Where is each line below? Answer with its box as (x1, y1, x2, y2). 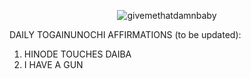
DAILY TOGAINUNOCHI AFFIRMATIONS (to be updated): (9, 29, 242, 40)
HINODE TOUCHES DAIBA (23, 48, 132, 60)
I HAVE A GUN (23, 59, 84, 70)
